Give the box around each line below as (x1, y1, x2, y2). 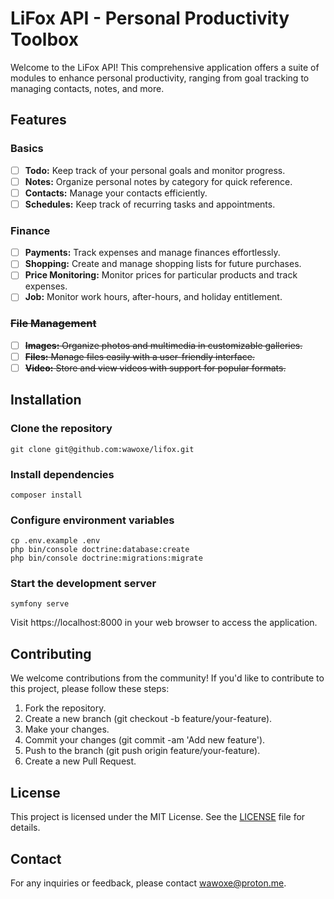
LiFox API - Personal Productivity (10, 7, 290, 30)
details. (10, 822, 41, 834)
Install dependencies (10, 467, 115, 481)
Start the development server (10, 577, 157, 591)
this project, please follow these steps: (10, 683, 170, 695)
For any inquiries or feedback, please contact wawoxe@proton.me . (10, 877, 287, 889)
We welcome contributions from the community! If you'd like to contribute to (10, 672, 325, 684)
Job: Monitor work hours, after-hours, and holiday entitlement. (24, 291, 283, 303)
